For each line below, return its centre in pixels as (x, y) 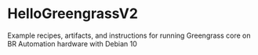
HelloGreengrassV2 (73, 14)
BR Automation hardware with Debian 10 (73, 43)
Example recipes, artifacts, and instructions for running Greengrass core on (129, 35)
